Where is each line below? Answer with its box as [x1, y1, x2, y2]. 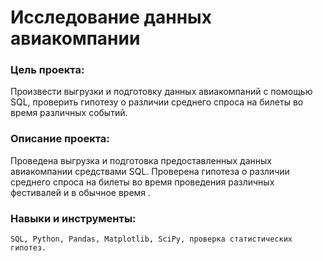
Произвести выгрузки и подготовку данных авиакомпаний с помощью [10, 86, 313, 98]
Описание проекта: [10, 132, 110, 146]
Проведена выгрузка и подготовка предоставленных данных [10, 154, 272, 166]
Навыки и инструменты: [10, 211, 137, 225]
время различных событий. [10, 107, 128, 119]
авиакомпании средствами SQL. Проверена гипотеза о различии [10, 165, 290, 177]
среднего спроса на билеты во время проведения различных [10, 176, 275, 188]
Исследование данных [10, 6, 212, 29]
